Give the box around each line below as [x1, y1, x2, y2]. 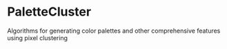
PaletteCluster [7, 4, 92, 20]
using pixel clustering [7, 33, 68, 42]
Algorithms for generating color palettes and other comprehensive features [7, 27, 221, 35]
